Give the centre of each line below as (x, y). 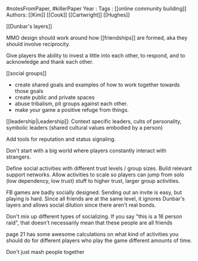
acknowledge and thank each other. (50, 62)
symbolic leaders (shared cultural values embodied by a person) (85, 128)
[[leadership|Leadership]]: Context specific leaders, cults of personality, (94, 121)
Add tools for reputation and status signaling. (61, 139)
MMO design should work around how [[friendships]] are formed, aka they (97, 38)
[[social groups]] (27, 73)
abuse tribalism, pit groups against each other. (71, 104)
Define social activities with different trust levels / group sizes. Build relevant (99, 168)
